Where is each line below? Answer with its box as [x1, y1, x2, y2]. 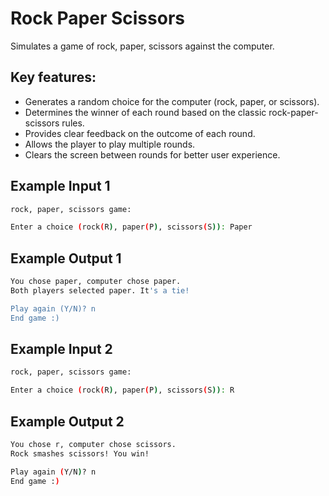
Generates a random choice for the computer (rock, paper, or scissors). [24, 95, 320, 107]
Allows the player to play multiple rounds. [24, 138, 196, 150]
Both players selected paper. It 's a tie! [10, 286, 190, 296]
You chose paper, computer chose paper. [10, 277, 182, 287]
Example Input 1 [10, 178, 111, 195]
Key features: [10, 69, 97, 86]
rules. [61, 117, 85, 129]
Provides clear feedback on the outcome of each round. [24, 127, 256, 139]
